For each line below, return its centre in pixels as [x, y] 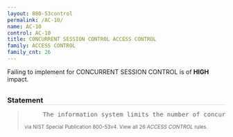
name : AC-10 [24, 26]
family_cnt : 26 [29, 53]
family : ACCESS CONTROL [42, 46]
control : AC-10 [29, 33]
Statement [25, 100]
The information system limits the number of [121, 114]
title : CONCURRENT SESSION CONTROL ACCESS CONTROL [82, 39]
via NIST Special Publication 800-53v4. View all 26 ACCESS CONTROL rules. [116, 127]
